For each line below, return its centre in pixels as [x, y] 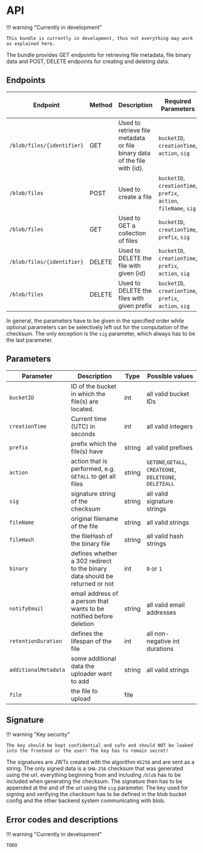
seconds [83, 434]
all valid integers [170, 426]
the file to [84, 691]
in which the [88, 394]
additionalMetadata [37, 670]
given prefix [135, 306]
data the [83, 666]
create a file [135, 197]
